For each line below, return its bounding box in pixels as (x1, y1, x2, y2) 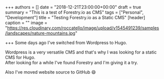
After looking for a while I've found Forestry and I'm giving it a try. (5, 60, 138, 65)
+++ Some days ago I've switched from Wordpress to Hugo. (5, 40, 127, 46)
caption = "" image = (5, 20, 48, 26)
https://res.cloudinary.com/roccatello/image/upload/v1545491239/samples (7, 25, 159, 31)
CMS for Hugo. (5, 54, 35, 60)
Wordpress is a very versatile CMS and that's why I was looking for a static (5, 49, 157, 55)
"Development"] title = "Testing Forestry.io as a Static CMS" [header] (5, 15, 145, 20)
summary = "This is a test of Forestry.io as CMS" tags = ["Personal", (5, 9, 144, 15)
